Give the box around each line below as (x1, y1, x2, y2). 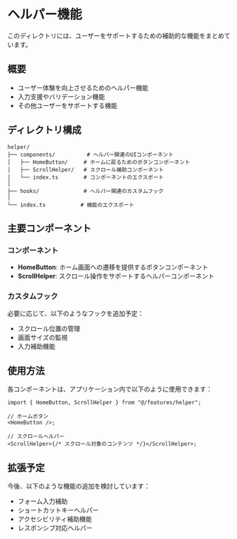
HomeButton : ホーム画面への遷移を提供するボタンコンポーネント (17, 263, 209, 271)
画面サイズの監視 (17, 333, 68, 342)
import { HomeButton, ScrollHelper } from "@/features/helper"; (7, 399, 202, 407)
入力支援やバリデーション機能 (17, 92, 105, 100)
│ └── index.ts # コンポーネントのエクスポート (7, 174, 165, 181)
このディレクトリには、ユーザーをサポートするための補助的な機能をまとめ (7, 31, 225, 40)
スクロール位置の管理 (17, 324, 80, 333)
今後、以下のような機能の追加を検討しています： (7, 482, 150, 491)
